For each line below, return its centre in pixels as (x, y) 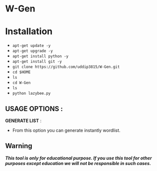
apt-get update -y (31, 46)
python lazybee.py (31, 93)
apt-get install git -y (37, 62)
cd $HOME (21, 72)
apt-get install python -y (40, 56)
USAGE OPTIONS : (34, 108)
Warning (19, 146)
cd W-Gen (21, 83)
